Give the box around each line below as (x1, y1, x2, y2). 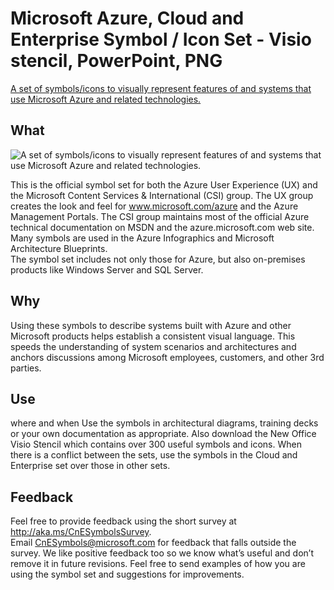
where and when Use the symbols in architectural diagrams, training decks (10, 417, 319, 429)
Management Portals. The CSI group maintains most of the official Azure (10, 210, 310, 222)
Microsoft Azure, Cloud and (10, 7, 245, 30)
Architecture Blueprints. (10, 242, 108, 254)
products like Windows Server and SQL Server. (10, 263, 204, 276)
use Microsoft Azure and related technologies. (10, 93, 202, 105)
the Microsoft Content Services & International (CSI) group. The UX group (10, 189, 314, 201)
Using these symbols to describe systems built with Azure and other (10, 319, 292, 331)
